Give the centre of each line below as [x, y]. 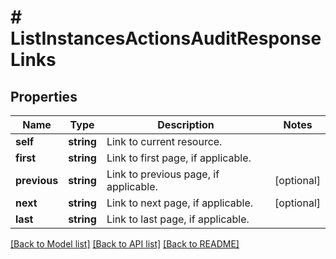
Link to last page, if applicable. [178, 219]
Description [186, 124]
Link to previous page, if [163, 174]
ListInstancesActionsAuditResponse [166, 38]
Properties [44, 96]
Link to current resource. [164, 141]
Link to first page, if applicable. [179, 158]
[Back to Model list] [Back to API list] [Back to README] [125, 244]
